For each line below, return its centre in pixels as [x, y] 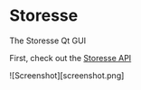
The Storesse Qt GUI [48, 40]
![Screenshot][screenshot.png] [67, 75]
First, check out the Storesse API [70, 58]
